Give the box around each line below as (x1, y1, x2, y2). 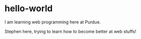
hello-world (4, 3, 53, 14)
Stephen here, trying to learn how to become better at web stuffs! (4, 28, 137, 34)
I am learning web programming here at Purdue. (4, 19, 101, 25)
